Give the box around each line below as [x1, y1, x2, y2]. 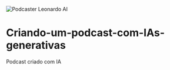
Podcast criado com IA [6, 58, 62, 65]
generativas [6, 39, 66, 52]
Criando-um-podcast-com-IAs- [6, 26, 165, 39]
